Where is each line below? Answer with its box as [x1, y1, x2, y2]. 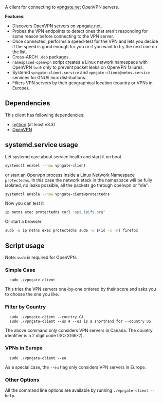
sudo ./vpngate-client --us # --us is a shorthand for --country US [9, 319, 151, 324]
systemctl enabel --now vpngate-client [5, 163, 86, 168]
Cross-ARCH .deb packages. [12, 54, 70, 60]
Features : [5, 14, 25, 19]
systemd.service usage [5, 141, 78, 149]
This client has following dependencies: [5, 112, 85, 118]
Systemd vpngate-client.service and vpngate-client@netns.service [12, 70, 150, 75]
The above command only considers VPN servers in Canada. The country [5, 327, 153, 333]
